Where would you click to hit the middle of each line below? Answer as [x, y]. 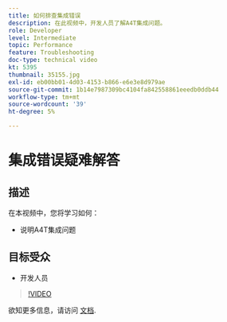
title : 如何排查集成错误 [45, 16]
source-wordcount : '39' [48, 104]
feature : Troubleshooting [51, 52]
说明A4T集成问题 [48, 230]
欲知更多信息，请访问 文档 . [52, 310]
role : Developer [35, 30]
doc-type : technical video [53, 60]
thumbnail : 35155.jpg [44, 75]
